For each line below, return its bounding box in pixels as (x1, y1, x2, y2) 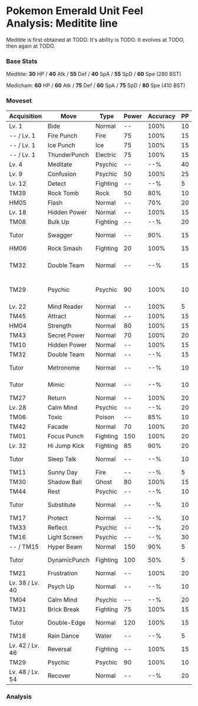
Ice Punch (47, 141, 75, 149)
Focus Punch (47, 432, 84, 440)
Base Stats (6, 57, 38, 65)
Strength (47, 321, 72, 329)
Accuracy (147, 112, 176, 120)
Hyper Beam (47, 542, 82, 550)
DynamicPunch (47, 556, 90, 564)
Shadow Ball (47, 477, 82, 486)
